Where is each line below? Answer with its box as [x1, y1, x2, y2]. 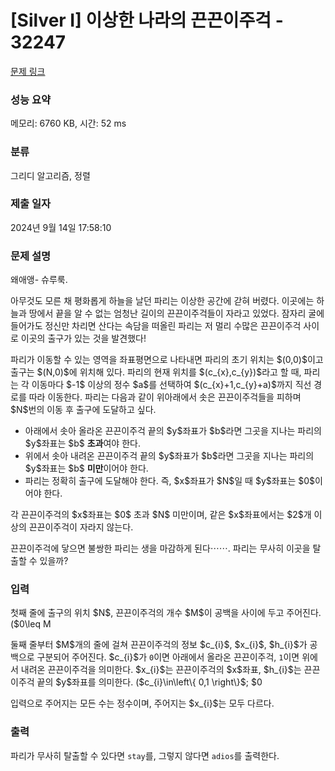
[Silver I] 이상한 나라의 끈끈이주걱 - [10, 9, 284, 32]
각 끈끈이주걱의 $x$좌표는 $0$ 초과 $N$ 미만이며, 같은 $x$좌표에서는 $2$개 [10, 509, 312, 521]
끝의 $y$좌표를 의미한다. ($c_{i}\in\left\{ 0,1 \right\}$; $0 [36, 676, 263, 688]
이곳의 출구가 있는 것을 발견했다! [20, 332, 147, 345]
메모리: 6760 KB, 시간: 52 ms [10, 117, 127, 130]
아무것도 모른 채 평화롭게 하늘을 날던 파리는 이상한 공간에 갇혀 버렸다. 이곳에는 [10, 295, 315, 307]
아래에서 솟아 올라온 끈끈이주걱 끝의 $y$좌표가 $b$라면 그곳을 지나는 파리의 [24, 425, 323, 437]
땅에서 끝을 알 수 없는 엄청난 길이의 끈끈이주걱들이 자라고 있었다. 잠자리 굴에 [28, 307, 325, 320]
